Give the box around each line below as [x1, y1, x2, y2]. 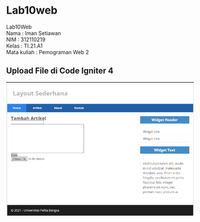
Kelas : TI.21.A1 [6, 42, 43, 49]
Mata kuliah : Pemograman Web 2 [6, 48, 89, 55]
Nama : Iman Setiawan [6, 29, 61, 36]
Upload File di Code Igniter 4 [6, 66, 114, 76]
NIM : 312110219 [6, 36, 46, 43]
